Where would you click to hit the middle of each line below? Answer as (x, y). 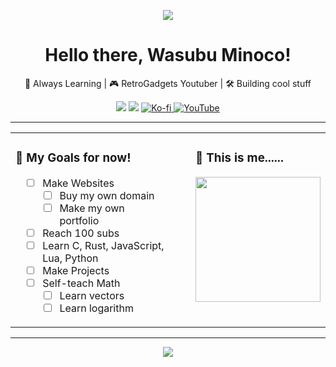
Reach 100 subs (81, 233)
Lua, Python (70, 258)
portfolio (79, 220)
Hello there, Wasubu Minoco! (168, 55)
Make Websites (78, 183)
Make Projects (76, 270)
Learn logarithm (96, 308)
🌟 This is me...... (239, 158)
